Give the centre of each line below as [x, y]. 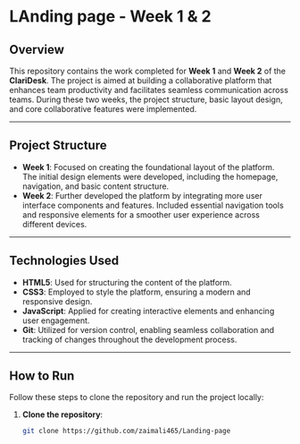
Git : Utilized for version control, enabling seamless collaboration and [148, 329]
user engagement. [56, 320]
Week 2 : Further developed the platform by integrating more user [142, 195]
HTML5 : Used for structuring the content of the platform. [127, 282]
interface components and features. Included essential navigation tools [153, 205]
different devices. [54, 224]
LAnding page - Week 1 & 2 [110, 17]
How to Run [42, 376]
